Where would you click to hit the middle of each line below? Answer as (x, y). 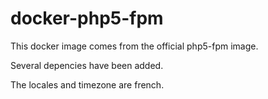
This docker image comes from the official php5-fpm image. (134, 46)
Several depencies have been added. (87, 65)
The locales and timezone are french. (87, 84)
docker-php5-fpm (87, 18)
